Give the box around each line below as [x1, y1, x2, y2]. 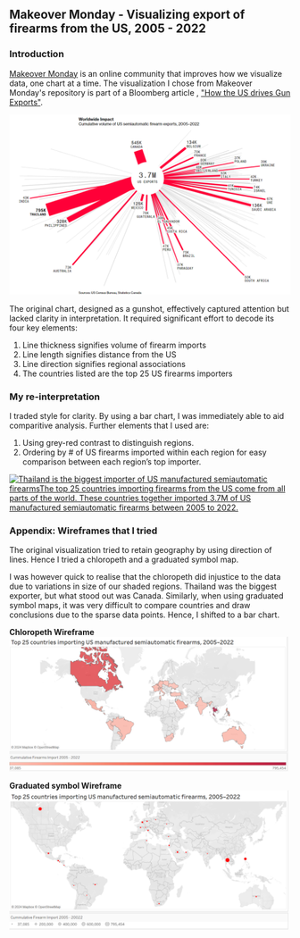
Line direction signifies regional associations [21, 358, 186, 369]
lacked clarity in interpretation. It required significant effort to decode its [9, 313, 275, 323]
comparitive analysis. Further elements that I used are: [9, 420, 210, 431]
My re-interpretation [9, 390, 101, 403]
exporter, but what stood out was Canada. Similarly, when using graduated [9, 590, 284, 601]
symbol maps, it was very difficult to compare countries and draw [9, 600, 251, 611]
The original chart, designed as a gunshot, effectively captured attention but [9, 303, 290, 314]
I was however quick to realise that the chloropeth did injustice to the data [9, 572, 281, 582]
